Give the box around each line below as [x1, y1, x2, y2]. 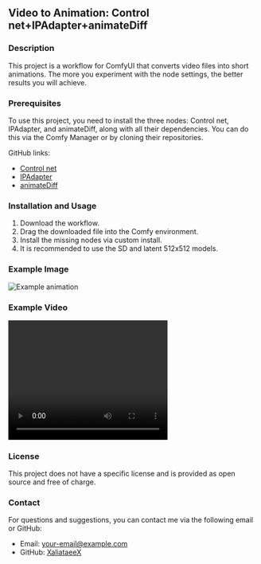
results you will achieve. [8, 77, 88, 87]
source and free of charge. [8, 477, 96, 487]
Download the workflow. [19, 218, 99, 228]
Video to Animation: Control [8, 6, 150, 20]
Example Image [8, 264, 69, 275]
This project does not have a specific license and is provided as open [8, 469, 236, 479]
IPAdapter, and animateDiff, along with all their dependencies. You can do [8, 123, 249, 134]
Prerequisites [8, 97, 61, 108]
